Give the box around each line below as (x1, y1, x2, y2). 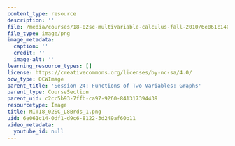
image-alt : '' (13, 56, 55, 63)
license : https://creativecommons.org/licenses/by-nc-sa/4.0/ (7, 69, 192, 76)
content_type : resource (7, 10, 77, 18)
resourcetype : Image (7, 102, 68, 109)
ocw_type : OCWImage (7, 75, 64, 83)
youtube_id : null (13, 128, 64, 135)
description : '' (7, 17, 55, 24)
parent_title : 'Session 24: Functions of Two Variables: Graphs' (7, 82, 201, 89)
